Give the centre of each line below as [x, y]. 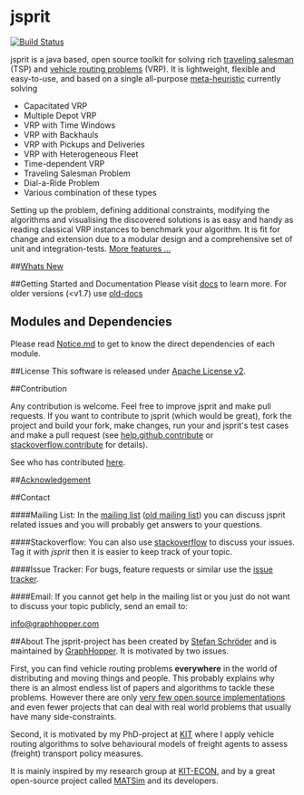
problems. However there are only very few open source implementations [148, 697]
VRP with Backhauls [61, 134]
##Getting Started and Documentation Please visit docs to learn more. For [149, 284]
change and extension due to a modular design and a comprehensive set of [152, 238]
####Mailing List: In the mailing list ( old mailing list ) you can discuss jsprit [148, 515]
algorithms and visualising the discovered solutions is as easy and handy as [152, 219]
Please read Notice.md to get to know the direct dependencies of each [143, 344]
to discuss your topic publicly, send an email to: [99, 606]
